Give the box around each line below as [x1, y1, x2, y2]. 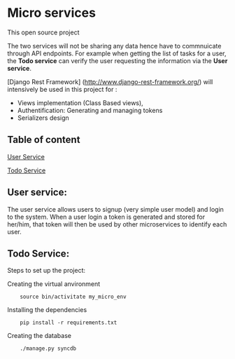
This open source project [7, 28, 80, 36]
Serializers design [17, 114, 70, 122]
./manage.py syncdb [20, 345, 77, 352]
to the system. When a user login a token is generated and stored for [7, 212, 206, 221]
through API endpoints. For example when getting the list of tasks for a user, [7, 49, 227, 57]
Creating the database [7, 332, 72, 340]
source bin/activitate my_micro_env [20, 293, 127, 301]
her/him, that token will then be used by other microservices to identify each [7, 219, 227, 229]
